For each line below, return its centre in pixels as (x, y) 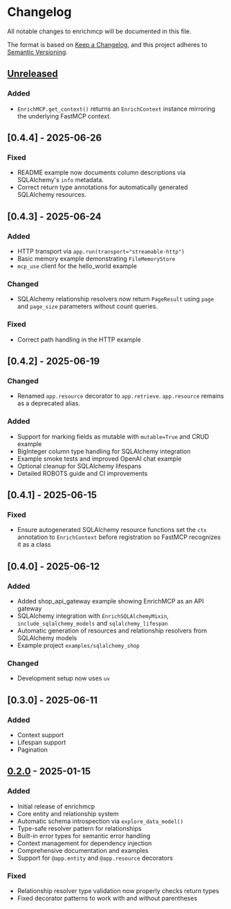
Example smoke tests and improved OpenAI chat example (99, 459)
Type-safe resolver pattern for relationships (79, 828)
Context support (40, 734)
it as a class (34, 545)
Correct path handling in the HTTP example (79, 339)
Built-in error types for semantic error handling (84, 836)
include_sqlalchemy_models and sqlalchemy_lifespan (92, 623)
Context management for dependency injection (84, 843)
